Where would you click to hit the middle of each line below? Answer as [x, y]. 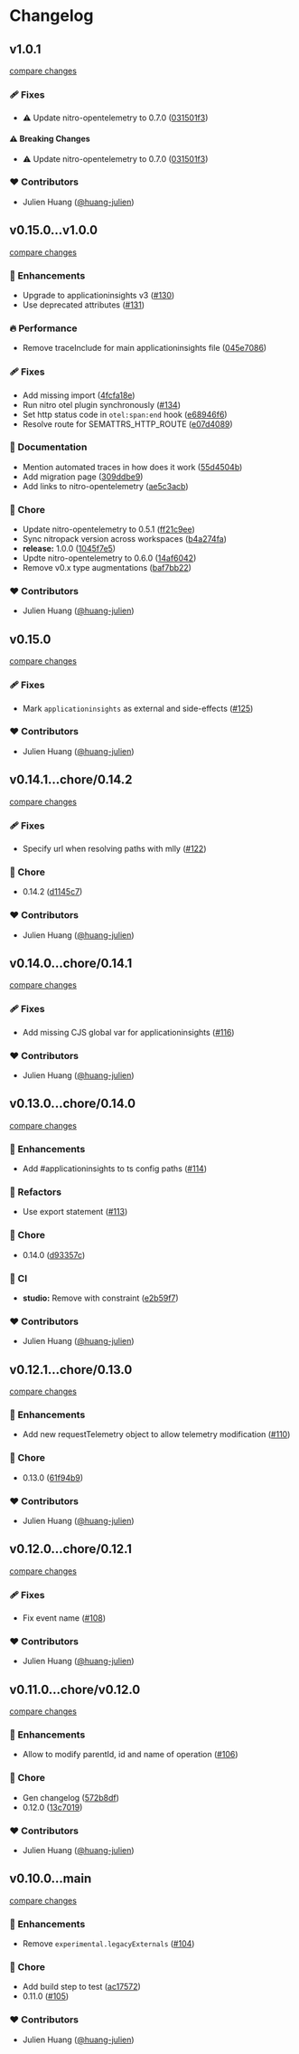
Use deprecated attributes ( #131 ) [84, 305]
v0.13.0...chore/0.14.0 [73, 1104]
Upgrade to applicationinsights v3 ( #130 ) [98, 295]
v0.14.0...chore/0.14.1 [71, 963]
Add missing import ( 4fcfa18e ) [79, 395]
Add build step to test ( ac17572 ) [82, 1987]
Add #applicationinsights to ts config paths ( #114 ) [115, 1169]
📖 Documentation [48, 447]
